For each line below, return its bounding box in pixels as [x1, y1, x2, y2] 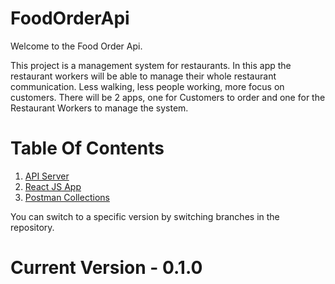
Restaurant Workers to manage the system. [10, 102, 189, 114]
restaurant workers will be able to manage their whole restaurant [10, 70, 277, 82]
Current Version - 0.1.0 [10, 257, 203, 279]
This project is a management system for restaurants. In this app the [10, 59, 292, 71]
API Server [24, 170, 70, 182]
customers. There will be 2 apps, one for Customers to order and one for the [10, 91, 326, 103]
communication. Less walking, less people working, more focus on [10, 80, 285, 92]
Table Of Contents [10, 137, 165, 160]
